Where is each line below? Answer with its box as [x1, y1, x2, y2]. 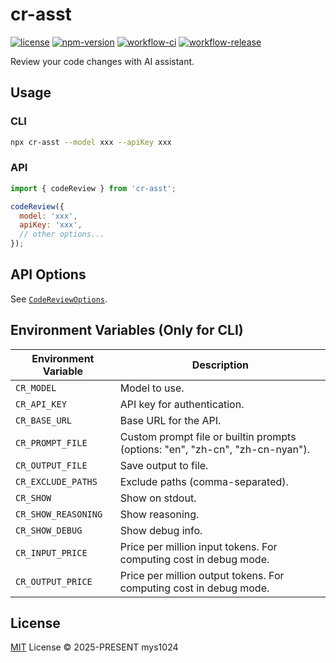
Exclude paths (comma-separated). [119, 474, 289, 488]
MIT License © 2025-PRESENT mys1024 [10, 641, 179, 653]
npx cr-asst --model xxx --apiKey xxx [10, 137, 172, 147]
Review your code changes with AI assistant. [10, 55, 195, 67]
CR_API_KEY [15, 398, 67, 410]
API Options [10, 266, 87, 283]
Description [191, 358, 250, 372]
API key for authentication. [119, 397, 245, 411]
